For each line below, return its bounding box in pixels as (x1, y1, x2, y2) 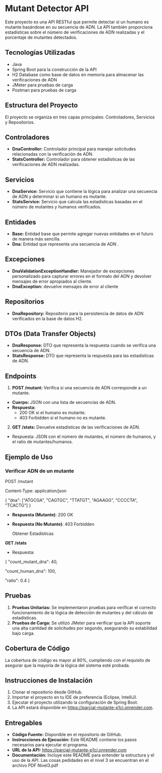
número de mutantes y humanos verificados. (12, 204, 102, 210)
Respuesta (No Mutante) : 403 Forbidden (12, 521, 95, 527)
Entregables (5, 719, 43, 727)
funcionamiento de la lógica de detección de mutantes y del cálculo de (12, 610, 153, 615)
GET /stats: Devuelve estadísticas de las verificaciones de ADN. (12, 424, 140, 430)
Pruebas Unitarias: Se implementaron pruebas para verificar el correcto (12, 604, 156, 610)
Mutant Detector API (5, 3, 89, 14)
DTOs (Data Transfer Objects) (5, 330, 96, 338)
